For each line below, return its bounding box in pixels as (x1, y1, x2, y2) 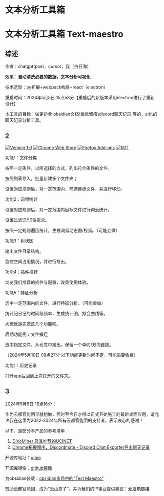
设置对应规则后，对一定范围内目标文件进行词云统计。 (5, 207, 112, 213)
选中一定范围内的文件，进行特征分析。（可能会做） (5, 300, 106, 306)
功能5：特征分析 (5, 290, 38, 296)
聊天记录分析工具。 (5, 117, 44, 123)
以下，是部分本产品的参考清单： (5, 428, 69, 433)
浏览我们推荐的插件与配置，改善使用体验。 (5, 280, 91, 285)
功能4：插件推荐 (5, 269, 38, 275)
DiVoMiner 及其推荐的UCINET (12, 438, 72, 444)
